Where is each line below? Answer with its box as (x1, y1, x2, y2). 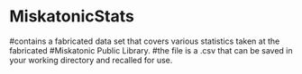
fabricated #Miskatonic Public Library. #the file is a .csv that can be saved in (9, 45, 293, 55)
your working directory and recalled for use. (9, 54, 173, 65)
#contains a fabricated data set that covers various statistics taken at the (9, 36, 280, 46)
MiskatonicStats (9, 6, 135, 27)
